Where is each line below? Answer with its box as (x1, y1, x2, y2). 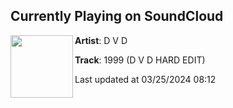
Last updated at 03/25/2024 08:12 (74, 73, 217, 85)
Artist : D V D (74, 34, 128, 46)
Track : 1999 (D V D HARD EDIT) (74, 54, 206, 66)
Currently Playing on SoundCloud (10, 8, 224, 25)
